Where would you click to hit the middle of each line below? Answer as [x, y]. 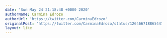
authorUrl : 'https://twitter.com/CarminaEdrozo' [56, 19]
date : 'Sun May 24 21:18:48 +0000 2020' [48, 10]
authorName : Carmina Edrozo [34, 14]
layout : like [19, 28]
